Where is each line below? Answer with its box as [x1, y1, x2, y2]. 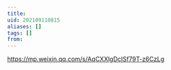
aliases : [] [7, 23, 42, 30]
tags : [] [7, 29, 33, 37]
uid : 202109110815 [7, 17, 60, 24]
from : [7, 36, 23, 43]
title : [7, 10, 26, 17]
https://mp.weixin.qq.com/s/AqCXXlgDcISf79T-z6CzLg [7, 55, 165, 63]
